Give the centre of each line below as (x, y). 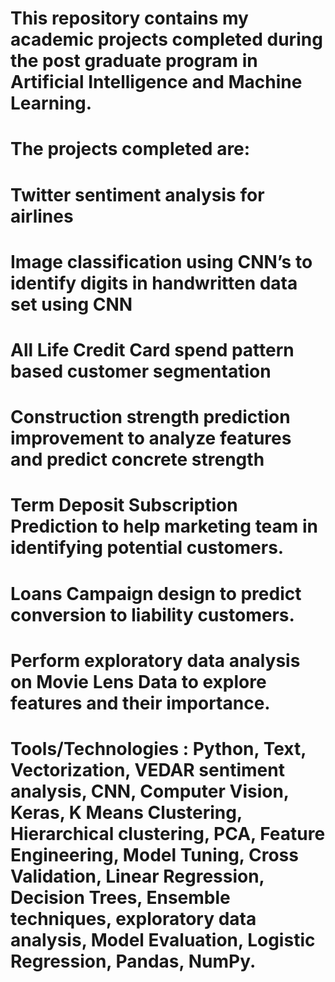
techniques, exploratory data (133, 918)
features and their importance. (140, 703)
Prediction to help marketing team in (164, 526)
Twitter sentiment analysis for (137, 194)
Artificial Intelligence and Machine (156, 82)
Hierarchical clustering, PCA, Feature (168, 833)
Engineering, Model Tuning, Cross (154, 854)
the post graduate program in (134, 61)
